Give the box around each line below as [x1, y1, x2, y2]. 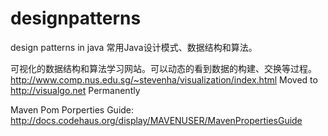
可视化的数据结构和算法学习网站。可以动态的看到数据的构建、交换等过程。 [10, 62, 317, 74]
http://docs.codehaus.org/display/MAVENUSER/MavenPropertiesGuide [10, 114, 303, 126]
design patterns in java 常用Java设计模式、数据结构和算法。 [10, 41, 258, 53]
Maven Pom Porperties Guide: [10, 103, 135, 116]
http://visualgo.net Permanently [10, 84, 141, 96]
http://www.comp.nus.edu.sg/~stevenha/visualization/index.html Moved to [10, 73, 318, 86]
